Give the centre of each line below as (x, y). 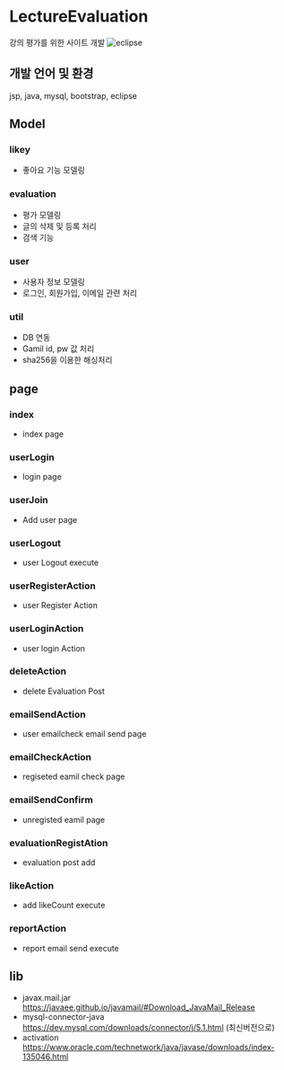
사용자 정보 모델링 (53, 282)
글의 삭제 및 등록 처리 (59, 225)
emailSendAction (48, 714)
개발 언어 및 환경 (52, 74)
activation (40, 1038)
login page (42, 477)
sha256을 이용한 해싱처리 (67, 360)
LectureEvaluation (79, 17)
